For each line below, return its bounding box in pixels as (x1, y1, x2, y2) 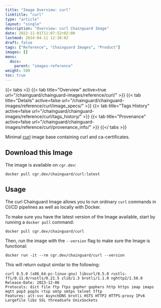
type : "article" (5, 17, 39, 22)
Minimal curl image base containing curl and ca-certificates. (5, 134, 130, 140)
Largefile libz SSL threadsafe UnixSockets (5, 297, 98, 302)
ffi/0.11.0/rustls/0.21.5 (5, 275, 59, 281)
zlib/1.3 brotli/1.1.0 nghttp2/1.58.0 (61, 275, 143, 281)
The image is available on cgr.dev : (5, 162, 76, 168)
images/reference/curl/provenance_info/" (5, 124, 92, 130)
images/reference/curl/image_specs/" (5, 103, 84, 109)
